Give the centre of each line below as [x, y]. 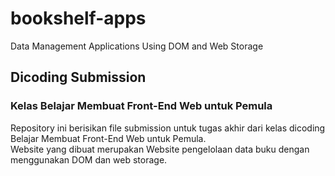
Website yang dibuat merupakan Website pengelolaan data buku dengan [160, 149]
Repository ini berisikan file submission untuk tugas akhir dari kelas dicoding [168, 128]
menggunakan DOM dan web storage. [89, 159]
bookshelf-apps [78, 18]
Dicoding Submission [78, 77]
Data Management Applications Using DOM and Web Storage [137, 46]
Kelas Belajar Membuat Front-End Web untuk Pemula [141, 106]
